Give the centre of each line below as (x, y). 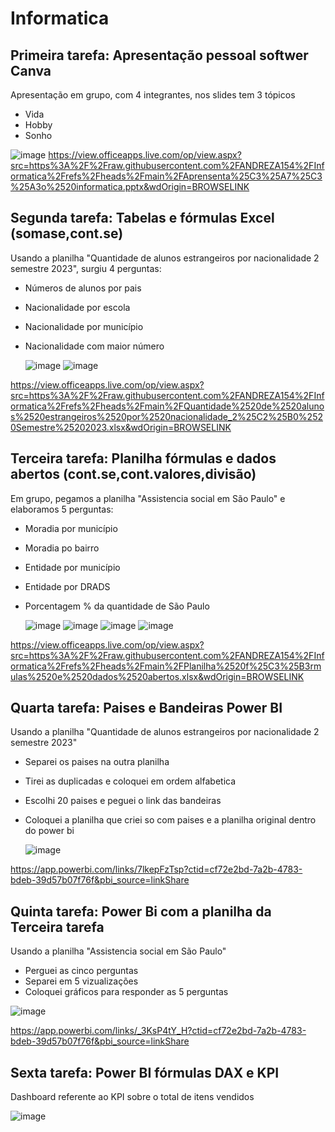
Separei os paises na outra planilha (97, 762)
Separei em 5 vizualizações (81, 981)
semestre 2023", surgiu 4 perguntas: (86, 268)
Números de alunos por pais (83, 288)
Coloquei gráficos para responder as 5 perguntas (126, 992)
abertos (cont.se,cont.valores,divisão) (133, 474)
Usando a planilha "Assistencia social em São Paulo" (118, 951)
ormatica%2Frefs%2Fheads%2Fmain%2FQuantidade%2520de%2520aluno (167, 406)
